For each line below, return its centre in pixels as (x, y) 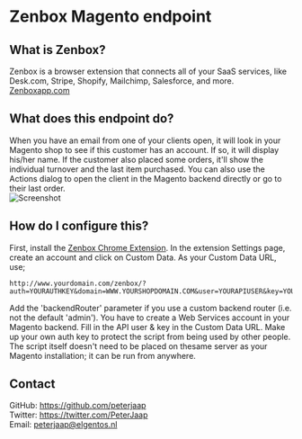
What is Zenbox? (58, 50)
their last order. (37, 188)
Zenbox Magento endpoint (111, 17)
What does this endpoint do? (92, 119)
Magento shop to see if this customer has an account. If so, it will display (144, 149)
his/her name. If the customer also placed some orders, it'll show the (136, 159)
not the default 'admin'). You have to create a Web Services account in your (150, 318)
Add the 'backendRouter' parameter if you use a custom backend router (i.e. (151, 308)
